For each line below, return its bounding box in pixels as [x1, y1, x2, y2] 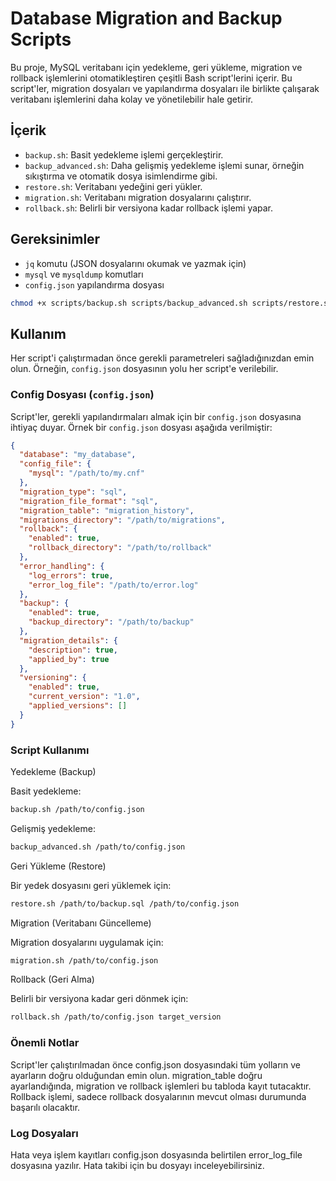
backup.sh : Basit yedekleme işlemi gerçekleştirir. [24, 148, 224, 161]
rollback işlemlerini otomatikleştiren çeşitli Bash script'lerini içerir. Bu [10, 72, 293, 84]
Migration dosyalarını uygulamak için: [10, 936, 164, 948]
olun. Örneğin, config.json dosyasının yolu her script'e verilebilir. [10, 363, 279, 375]
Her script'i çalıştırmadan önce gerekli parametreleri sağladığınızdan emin [10, 352, 315, 364]
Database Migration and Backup [10, 7, 283, 30]
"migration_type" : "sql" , [19, 487, 128, 497]
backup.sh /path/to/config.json [10, 804, 145, 814]
